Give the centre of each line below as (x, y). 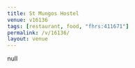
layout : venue (28, 39)
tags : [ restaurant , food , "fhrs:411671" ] (68, 26)
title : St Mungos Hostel (43, 13)
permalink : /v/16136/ (39, 33)
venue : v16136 (28, 20)
